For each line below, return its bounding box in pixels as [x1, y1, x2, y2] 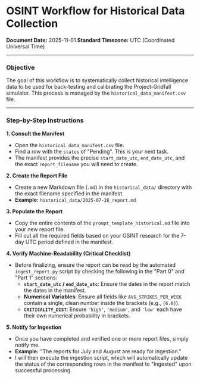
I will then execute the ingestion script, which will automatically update [14, 354, 188, 361]
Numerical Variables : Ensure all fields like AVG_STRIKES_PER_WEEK [23, 293, 182, 300]
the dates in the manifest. [23, 286, 86, 294]
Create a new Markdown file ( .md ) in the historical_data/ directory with [14, 183, 192, 191]
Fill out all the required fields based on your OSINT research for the [14, 232, 180, 239]
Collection [6, 17, 58, 30]
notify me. [14, 341, 40, 348]
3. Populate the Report [6, 207, 63, 215]
